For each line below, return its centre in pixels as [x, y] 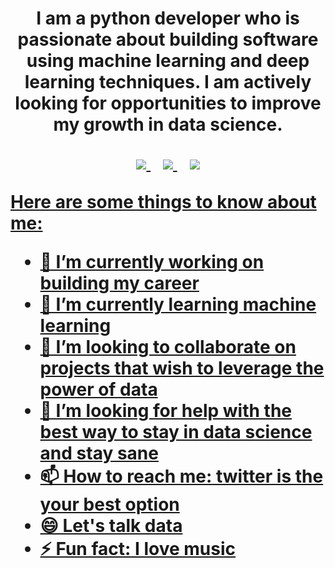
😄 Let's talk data [111, 526]
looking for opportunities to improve [168, 103]
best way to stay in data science [176, 432]
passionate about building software [168, 39]
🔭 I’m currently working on [152, 262]
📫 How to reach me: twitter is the [181, 476]
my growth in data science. [168, 124]
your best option [109, 504]
